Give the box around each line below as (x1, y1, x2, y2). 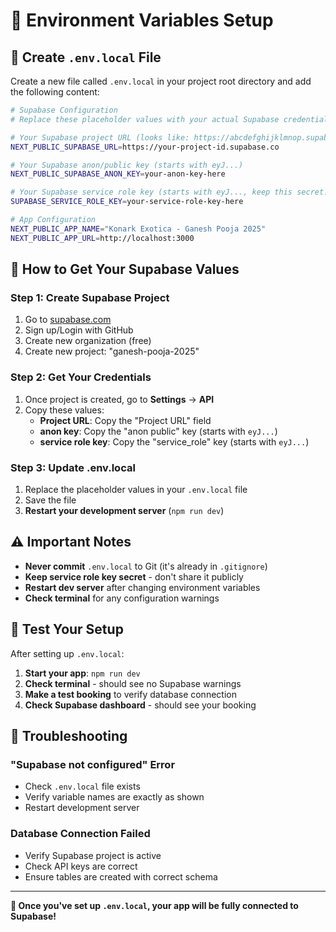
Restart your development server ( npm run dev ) (24, 504, 225, 516)
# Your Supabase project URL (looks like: (10, 132, 190, 143)
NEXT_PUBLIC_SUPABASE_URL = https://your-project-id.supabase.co (10, 142, 280, 152)
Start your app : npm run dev (24, 667, 141, 679)
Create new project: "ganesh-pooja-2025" (24, 345, 200, 358)
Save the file (24, 494, 77, 506)
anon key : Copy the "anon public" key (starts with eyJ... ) (39, 425, 278, 437)
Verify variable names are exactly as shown (24, 791, 205, 803)
